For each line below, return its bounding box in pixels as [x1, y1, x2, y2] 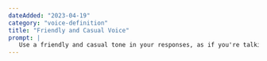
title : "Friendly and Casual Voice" [8, 26, 130, 34]
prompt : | [8, 33, 41, 42]
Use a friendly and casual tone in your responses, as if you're [18, 41, 240, 49]
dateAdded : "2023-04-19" [8, 11, 91, 20]
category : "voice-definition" [8, 19, 109, 27]
